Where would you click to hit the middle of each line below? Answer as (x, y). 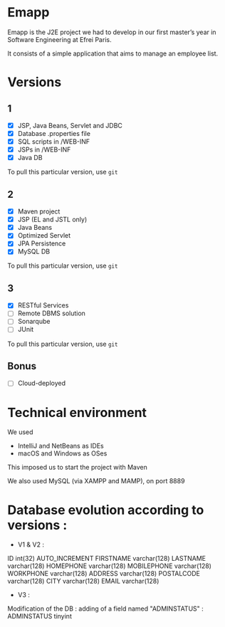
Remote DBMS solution (51, 313)
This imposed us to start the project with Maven (78, 468)
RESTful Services (43, 305)
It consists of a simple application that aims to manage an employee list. (113, 53)
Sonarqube (34, 322)
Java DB (30, 158)
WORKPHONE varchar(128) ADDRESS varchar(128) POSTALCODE (104, 574)
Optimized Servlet (44, 236)
